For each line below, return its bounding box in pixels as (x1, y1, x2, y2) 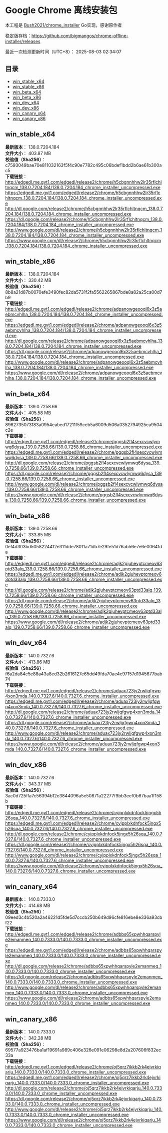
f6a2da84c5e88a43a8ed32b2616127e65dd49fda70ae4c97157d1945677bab (5, 671, 162, 677)
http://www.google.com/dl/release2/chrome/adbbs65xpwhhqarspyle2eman (5, 984, 161, 990)
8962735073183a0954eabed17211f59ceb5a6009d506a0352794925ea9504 (5, 422, 162, 428)
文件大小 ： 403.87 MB (5, 150, 51, 156)
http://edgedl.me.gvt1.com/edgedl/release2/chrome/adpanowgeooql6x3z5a (5, 306, 162, 312)
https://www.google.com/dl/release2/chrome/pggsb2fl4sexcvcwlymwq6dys (5, 492, 163, 498)
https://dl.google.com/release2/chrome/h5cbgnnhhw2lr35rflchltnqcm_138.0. (5, 216, 163, 222)
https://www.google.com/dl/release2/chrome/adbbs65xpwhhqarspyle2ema (5, 995, 161, 1001)
